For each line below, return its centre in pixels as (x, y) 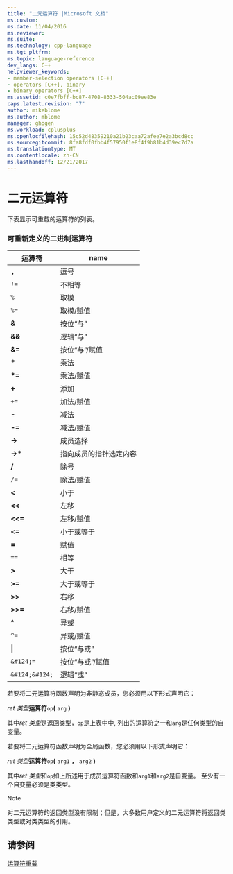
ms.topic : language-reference (51, 59)
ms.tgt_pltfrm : (29, 53)
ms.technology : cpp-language (49, 46)
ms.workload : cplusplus (42, 130)
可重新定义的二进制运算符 (50, 239)
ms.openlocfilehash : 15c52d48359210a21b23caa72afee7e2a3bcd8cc (101, 136)
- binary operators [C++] (44, 91)
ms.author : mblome (34, 117)
